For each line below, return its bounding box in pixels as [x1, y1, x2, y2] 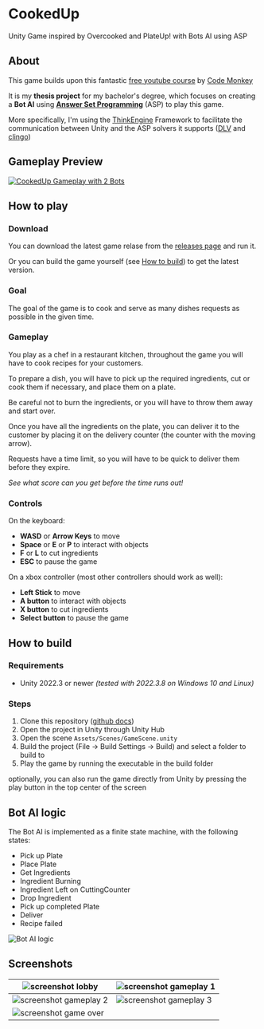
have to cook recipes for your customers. [8, 358, 143, 368]
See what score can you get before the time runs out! [8, 478, 184, 487]
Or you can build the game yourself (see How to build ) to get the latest [8, 257, 239, 266]
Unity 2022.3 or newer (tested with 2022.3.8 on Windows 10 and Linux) [19, 678, 254, 688]
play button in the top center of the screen [8, 783, 147, 792]
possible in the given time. [8, 312, 95, 321]
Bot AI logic [8, 806, 66, 819]
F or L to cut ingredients [19, 548, 99, 558]
